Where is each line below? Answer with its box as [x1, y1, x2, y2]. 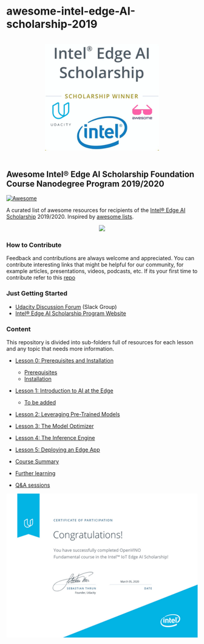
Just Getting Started [6, 289, 68, 298]
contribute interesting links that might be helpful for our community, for [6, 261, 184, 269]
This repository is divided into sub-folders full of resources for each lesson [6, 338, 194, 345]
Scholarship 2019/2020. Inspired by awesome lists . [6, 213, 134, 221]
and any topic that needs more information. [6, 345, 114, 352]
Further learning [15, 469, 56, 476]
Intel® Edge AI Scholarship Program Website [15, 310, 126, 317]
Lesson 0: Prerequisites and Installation [15, 356, 114, 364]
